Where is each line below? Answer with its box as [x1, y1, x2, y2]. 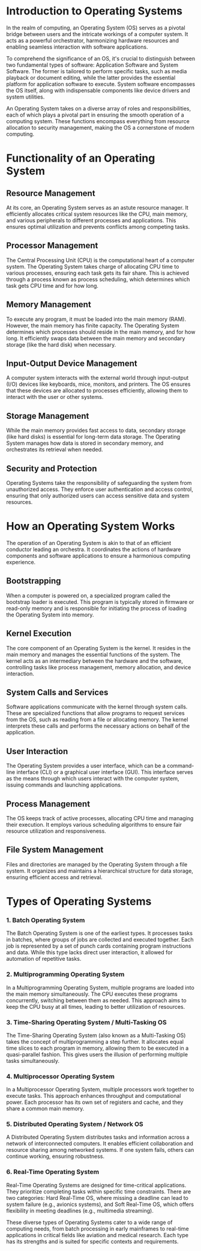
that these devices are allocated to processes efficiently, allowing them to [6, 387, 188, 394]
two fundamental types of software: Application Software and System [6, 61, 179, 68]
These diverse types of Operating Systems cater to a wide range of [6, 1219, 173, 1226]
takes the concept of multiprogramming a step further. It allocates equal [6, 1038, 184, 1045]
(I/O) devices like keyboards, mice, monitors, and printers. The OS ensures [6, 380, 191, 388]
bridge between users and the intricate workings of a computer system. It [6, 30, 188, 37]
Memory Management [6, 299, 91, 310]
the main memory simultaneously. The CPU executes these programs [6, 990, 178, 997]
